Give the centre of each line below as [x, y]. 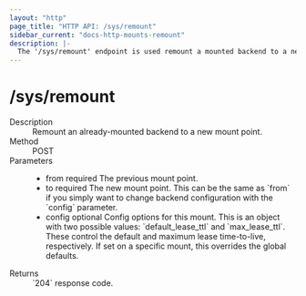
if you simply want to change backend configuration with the [159, 198]
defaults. [62, 256]
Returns [24, 273]
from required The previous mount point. [122, 179]
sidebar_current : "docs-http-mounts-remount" [97, 35]
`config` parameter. [82, 208]
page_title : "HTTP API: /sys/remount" [83, 26]
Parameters [31, 161]
